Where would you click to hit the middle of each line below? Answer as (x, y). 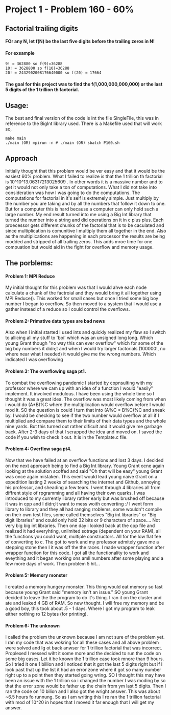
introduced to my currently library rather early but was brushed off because (85, 498)
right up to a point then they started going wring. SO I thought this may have (85, 675)
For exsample (20, 53)
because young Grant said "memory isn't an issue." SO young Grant (77, 592)
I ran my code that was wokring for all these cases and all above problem (82, 643)
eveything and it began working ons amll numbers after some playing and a (84, 558)
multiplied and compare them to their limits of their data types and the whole (86, 420)
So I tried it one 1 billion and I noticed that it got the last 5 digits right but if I (84, 664)
